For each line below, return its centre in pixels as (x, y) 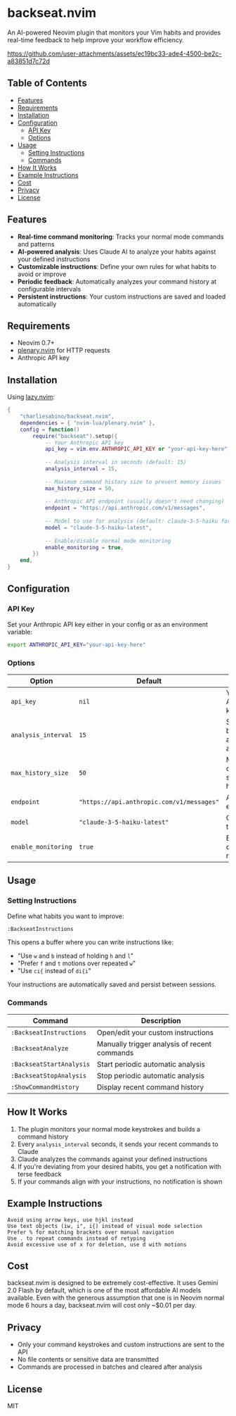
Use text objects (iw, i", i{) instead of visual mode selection (105, 1226)
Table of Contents (47, 83)
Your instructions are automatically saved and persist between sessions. (112, 984)
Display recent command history (151, 1087)
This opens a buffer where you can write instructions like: (90, 942)
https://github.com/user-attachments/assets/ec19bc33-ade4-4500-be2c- (115, 54)
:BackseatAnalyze (40, 1048)
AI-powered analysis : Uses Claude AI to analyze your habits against (117, 251)
